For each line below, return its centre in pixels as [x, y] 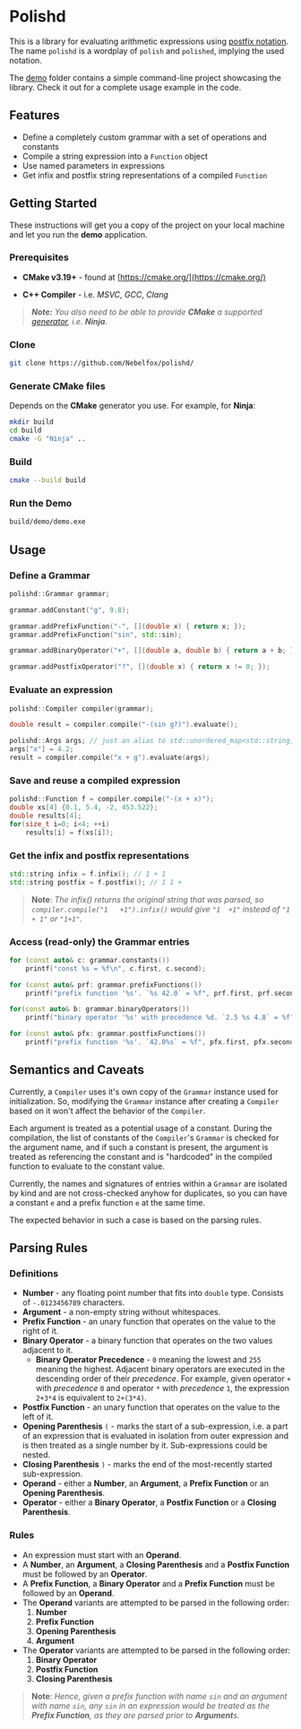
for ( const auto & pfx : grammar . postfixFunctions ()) [107, 1034]
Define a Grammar [50, 575]
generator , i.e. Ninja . [69, 321]
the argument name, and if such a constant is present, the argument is [139, 1147]
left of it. [38, 1417]
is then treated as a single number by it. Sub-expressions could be [145, 1446]
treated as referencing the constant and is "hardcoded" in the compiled [141, 1156]
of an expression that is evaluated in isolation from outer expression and [155, 1436]
